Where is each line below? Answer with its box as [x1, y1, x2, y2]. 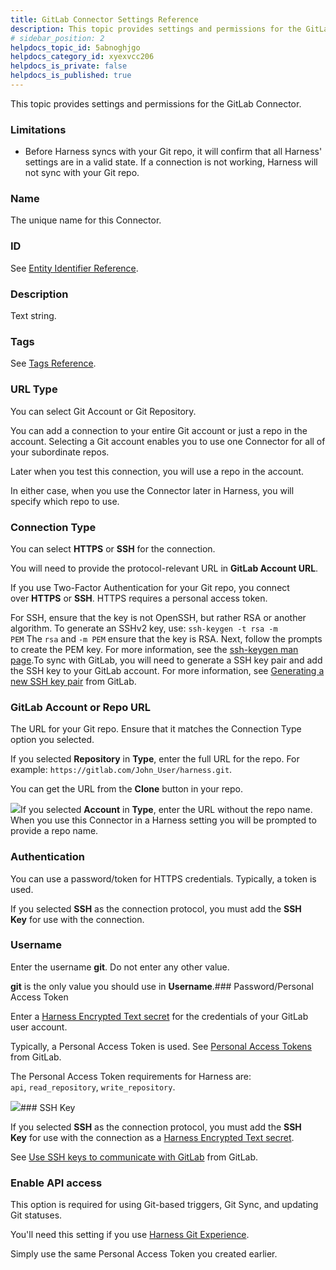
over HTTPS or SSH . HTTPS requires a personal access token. [10, 592, 268, 604]
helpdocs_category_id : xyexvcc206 [10, 52, 155, 62]
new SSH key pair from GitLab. [10, 675, 137, 687]
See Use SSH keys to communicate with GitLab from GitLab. [10, 1151, 259, 1163]
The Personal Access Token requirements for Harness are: [10, 1070, 252, 1082]
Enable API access [10, 1176, 103, 1190]
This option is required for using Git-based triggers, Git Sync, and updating [10, 1199, 319, 1211]
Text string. [10, 310, 57, 322]
